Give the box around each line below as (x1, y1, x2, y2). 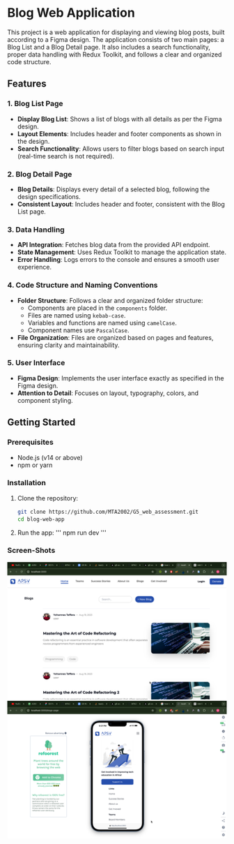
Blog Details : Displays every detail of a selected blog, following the (17, 185, 210, 193)
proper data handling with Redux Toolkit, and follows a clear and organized (7, 50, 222, 59)
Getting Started (7, 417, 76, 429)
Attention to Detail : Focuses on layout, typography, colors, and (17, 389, 199, 397)
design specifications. (17, 192, 81, 200)
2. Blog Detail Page (7, 169, 72, 179)
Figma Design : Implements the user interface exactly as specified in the (17, 373, 224, 382)
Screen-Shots (7, 546, 56, 556)
